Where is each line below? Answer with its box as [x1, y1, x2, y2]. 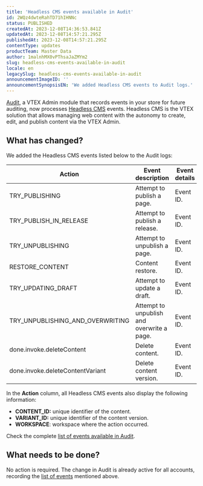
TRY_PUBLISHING [9, 191, 61, 200]
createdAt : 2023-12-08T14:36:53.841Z [6, 25, 101, 32]
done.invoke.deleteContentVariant [9, 366, 106, 374]
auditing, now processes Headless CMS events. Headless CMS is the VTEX [6, 105, 194, 112]
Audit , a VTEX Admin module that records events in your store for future [6, 99, 185, 106]
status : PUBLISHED [6, 20, 53, 26]
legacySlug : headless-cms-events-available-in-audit [6, 71, 142, 77]
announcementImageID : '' [6, 76, 69, 82]
